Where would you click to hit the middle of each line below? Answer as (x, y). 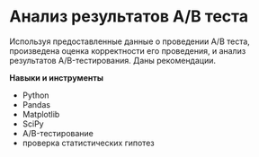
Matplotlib (41, 114)
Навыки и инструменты (56, 77)
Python (36, 95)
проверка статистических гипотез (88, 143)
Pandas (36, 104)
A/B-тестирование (58, 133)
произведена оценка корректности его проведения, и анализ (128, 50)
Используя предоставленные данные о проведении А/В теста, (129, 41)
